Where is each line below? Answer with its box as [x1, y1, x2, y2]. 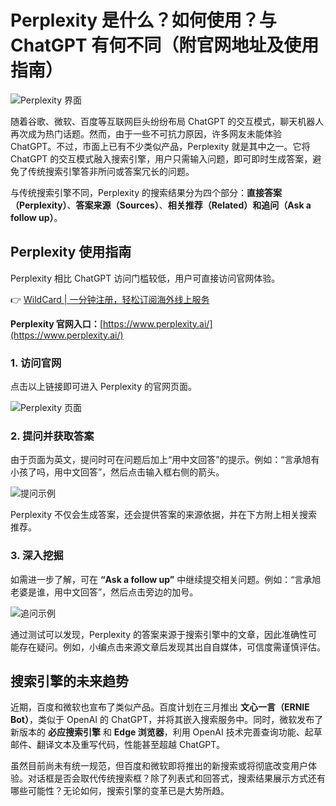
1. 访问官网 [10, 356, 62, 370]
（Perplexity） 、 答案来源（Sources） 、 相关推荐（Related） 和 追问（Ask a [10, 199, 312, 211]
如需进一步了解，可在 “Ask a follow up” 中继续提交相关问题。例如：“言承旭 [10, 573, 322, 585]
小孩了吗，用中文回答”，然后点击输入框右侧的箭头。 [10, 466, 225, 478]
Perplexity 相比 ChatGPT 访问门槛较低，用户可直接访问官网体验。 [10, 272, 281, 284]
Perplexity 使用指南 [10, 244, 132, 261]
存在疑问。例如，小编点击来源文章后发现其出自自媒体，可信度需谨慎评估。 [18, 641, 326, 653]
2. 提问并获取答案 [10, 429, 95, 443]
